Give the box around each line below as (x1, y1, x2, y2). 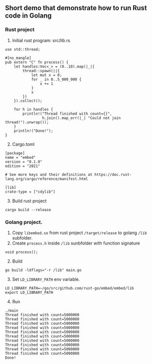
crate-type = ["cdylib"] (5, 189, 56, 194)
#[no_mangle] (5, 55, 32, 60)
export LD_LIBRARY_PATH (5, 290, 54, 295)
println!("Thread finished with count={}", (22, 111, 112, 116)
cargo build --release (5, 207, 51, 212)
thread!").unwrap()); (5, 120, 49, 124)
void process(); (5, 249, 38, 254)
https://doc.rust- (94, 172, 132, 177)
